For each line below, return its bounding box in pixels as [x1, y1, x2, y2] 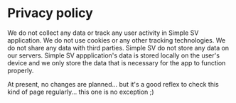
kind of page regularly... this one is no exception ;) [7, 87, 154, 96]
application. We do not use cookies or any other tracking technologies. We [7, 36, 226, 44]
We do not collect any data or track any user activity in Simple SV [7, 28, 199, 37]
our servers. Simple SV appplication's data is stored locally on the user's [7, 51, 220, 60]
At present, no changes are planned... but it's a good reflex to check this [7, 80, 219, 88]
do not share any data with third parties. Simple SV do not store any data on [7, 43, 230, 52]
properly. [7, 66, 34, 75]
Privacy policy [7, 5, 94, 21]
